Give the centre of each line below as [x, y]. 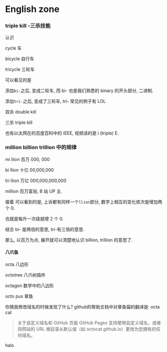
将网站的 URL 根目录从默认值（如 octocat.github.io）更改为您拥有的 [87, 329]
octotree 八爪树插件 [25, 275]
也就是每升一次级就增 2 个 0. [34, 218]
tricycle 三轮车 [20, 69]
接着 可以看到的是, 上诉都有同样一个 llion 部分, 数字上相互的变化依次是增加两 [84, 201]
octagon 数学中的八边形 [30, 285]
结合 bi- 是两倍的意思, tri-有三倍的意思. [45, 229]
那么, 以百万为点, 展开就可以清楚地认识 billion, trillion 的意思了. [69, 240]
